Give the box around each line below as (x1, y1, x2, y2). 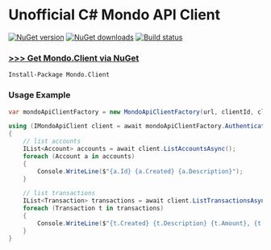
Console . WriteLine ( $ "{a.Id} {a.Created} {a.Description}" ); (37, 167, 244, 175)
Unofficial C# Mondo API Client (8, 6, 221, 24)
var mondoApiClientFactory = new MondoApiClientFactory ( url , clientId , (8, 107, 254, 116)
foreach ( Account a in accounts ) (23, 152, 135, 160)
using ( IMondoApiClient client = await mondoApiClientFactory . (8, 123, 226, 131)
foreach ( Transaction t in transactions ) (23, 204, 164, 213)
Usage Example (8, 90, 71, 101)
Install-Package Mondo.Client (8, 71, 110, 79)
